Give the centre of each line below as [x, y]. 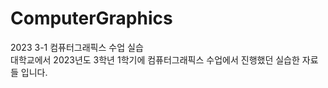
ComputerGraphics [91, 18]
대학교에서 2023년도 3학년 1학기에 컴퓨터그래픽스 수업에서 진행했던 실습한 [155, 59]
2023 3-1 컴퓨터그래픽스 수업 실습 [77, 47]
